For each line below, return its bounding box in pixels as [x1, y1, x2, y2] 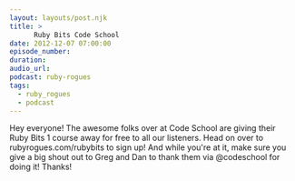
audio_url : [9, 65, 51, 74]
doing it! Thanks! [9, 161, 73, 173]
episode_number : [9, 47, 71, 56]
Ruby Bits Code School [33, 30, 120, 39]
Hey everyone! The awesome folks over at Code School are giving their [9, 123, 276, 134]
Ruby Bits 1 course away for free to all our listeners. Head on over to [9, 133, 264, 144]
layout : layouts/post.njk [9, 13, 107, 23]
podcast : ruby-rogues [9, 73, 92, 82]
